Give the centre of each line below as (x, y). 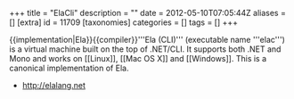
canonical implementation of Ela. (69, 68)
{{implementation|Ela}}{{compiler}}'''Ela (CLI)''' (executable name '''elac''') (147, 40)
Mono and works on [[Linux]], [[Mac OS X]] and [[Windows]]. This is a (138, 58)
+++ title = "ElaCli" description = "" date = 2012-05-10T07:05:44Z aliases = (148, 13)
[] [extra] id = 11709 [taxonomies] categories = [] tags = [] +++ (124, 22)
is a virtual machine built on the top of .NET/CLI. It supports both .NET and (145, 49)
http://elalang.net (54, 85)
